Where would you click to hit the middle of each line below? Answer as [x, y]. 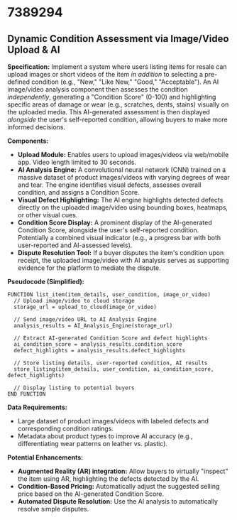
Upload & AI [34, 49]
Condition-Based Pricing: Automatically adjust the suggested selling [118, 486]
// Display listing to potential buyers [74, 388]
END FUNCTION [27, 394]
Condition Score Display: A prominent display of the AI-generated [115, 222]
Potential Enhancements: [45, 457]
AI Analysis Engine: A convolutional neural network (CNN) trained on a [122, 170]
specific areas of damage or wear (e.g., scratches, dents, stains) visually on [118, 104]
